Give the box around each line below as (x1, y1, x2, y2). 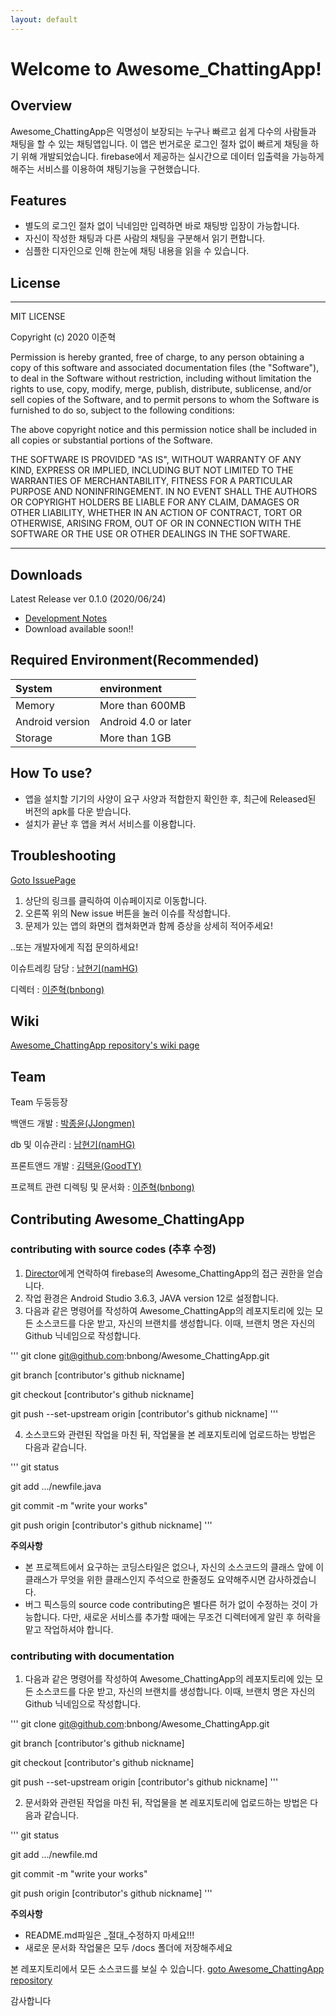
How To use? (10, 765, 93, 782)
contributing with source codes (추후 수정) (10, 1242, 217, 1256)
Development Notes (24, 612, 108, 625)
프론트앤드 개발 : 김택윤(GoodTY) (10, 1160, 142, 1172)
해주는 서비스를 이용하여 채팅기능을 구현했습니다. (10, 162, 201, 175)
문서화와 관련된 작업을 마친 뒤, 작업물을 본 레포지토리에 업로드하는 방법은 (24, 1797, 308, 1809)
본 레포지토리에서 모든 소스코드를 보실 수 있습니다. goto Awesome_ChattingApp (10, 1963, 325, 1975)
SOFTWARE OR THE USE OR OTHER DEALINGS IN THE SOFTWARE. (10, 528, 291, 540)
